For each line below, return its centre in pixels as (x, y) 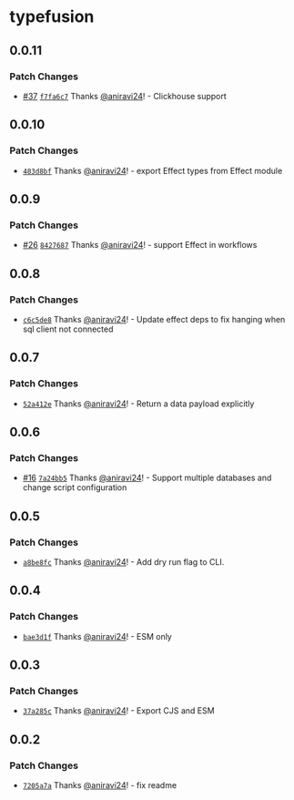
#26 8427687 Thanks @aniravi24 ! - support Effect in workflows (140, 245)
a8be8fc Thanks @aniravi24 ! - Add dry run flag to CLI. (123, 562)
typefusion (52, 17)
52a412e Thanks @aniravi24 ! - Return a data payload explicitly (138, 404)
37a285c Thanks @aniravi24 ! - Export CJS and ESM (119, 711)
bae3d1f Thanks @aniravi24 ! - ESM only (97, 636)
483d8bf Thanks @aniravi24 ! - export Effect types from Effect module (152, 170)
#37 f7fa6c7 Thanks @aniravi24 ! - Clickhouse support (125, 96)
